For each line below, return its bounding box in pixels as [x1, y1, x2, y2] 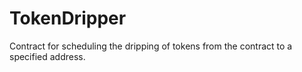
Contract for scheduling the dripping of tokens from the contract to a [9, 40, 293, 52]
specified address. [9, 50, 86, 62]
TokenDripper [9, 7, 127, 30]
